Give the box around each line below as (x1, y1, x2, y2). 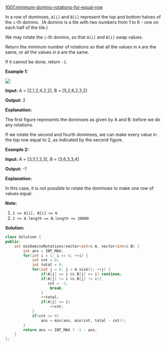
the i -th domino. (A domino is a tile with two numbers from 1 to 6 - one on (5, 19, 159, 25)
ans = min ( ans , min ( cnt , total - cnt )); (40, 318, 126, 323)
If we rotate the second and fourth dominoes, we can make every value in (5, 132, 157, 137)
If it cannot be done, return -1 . (5, 59, 67, 64)
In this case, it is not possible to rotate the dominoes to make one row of (5, 185, 154, 191)
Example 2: (5, 147, 29, 152)
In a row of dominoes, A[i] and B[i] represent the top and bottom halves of (5, 14, 161, 19)
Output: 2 (5, 97, 26, 103)
